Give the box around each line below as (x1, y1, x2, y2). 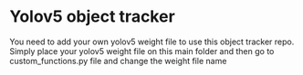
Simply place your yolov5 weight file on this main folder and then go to (9, 45, 275, 56)
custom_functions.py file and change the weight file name (9, 55, 227, 66)
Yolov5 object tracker (9, 6, 175, 27)
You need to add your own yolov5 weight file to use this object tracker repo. (9, 36, 295, 47)
